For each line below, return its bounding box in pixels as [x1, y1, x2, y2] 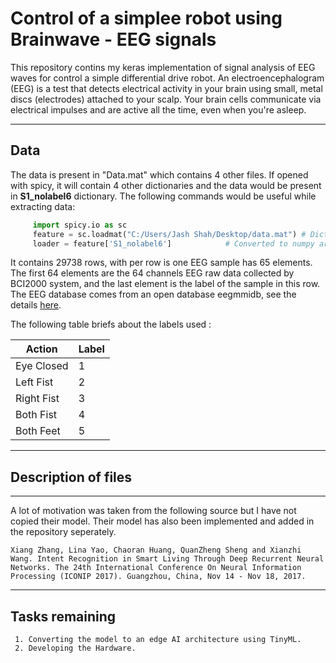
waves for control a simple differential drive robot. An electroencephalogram [10, 72, 325, 84]
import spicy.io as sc [32, 220, 128, 230]
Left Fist [15, 375, 54, 389]
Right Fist [15, 392, 60, 406]
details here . [10, 299, 62, 311]
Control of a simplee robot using [10, 7, 283, 30]
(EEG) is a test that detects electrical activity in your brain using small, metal [10, 82, 323, 94]
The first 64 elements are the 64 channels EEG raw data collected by [10, 267, 295, 279]
